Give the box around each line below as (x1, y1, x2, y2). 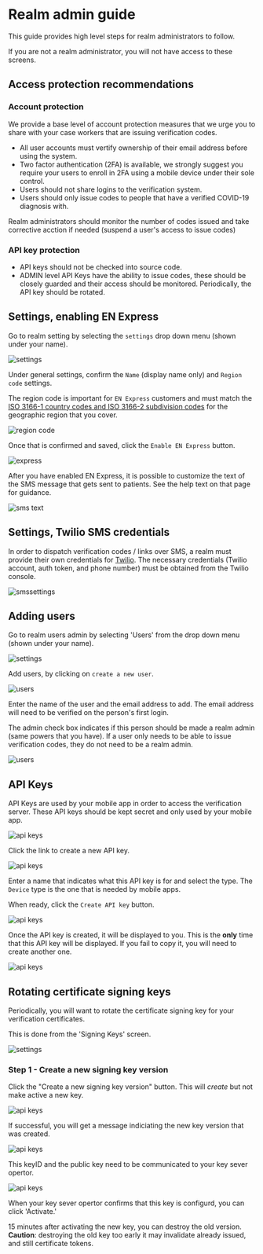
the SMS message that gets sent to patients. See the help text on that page (8, 479, 251, 489)
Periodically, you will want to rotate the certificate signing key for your (8, 1006, 234, 1015)
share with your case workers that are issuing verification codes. (8, 127, 217, 137)
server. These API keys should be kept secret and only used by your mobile (8, 807, 253, 816)
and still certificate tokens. (8, 1239, 94, 1248)
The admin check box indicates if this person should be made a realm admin (8, 723, 255, 732)
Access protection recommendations (8, 78, 194, 91)
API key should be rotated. (19, 287, 106, 296)
